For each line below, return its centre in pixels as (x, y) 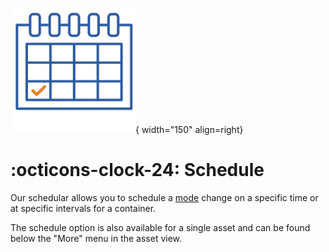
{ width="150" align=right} (189, 129)
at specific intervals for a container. (83, 208)
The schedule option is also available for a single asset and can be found (160, 227)
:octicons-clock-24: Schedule (137, 170)
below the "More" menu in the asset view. (96, 238)
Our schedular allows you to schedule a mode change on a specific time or (164, 197)
